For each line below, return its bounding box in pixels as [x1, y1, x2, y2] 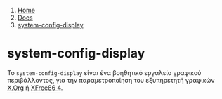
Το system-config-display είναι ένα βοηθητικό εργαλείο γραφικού [7, 68, 202, 77]
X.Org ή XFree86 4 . [7, 84, 63, 92]
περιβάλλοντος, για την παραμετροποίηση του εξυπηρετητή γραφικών [7, 76, 215, 84]
